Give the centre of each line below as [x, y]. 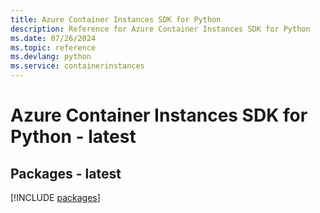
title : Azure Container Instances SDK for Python [116, 19]
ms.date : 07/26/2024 [53, 38]
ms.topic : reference [53, 47]
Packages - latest [66, 173]
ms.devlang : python [51, 57]
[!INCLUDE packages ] [55, 197]
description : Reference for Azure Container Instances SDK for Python [160, 29]
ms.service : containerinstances [77, 66]
